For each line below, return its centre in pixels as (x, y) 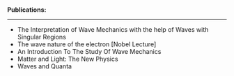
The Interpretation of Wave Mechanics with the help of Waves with (113, 29)
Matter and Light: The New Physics (68, 59)
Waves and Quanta (44, 66)
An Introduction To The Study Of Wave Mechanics (89, 51)
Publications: (27, 10)
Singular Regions (41, 37)
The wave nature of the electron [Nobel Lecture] (87, 44)
